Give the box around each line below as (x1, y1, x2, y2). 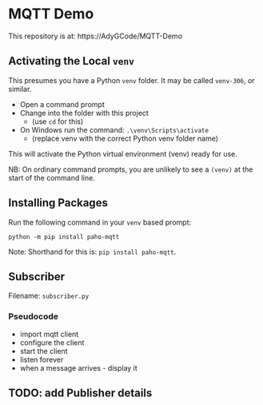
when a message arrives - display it (19, 363, 137, 372)
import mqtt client (19, 329, 79, 339)
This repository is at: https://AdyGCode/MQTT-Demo (8, 31, 182, 41)
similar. (8, 84, 32, 93)
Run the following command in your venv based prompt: (8, 217, 192, 227)
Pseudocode (8, 311, 58, 322)
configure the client (19, 337, 85, 347)
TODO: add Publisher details (8, 387, 153, 400)
